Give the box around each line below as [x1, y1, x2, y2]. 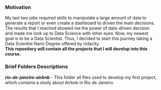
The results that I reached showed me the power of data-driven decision [5, 25, 150, 31]
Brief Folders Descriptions [5, 63, 68, 70]
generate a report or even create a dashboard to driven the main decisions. [5, 20, 155, 26]
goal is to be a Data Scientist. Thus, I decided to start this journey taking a [5, 36, 153, 41]
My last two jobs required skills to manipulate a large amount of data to [5, 15, 147, 21]
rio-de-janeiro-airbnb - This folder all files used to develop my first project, [5, 74, 157, 80]
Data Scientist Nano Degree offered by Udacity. [5, 41, 100, 47]
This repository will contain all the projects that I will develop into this [5, 46, 148, 52]
